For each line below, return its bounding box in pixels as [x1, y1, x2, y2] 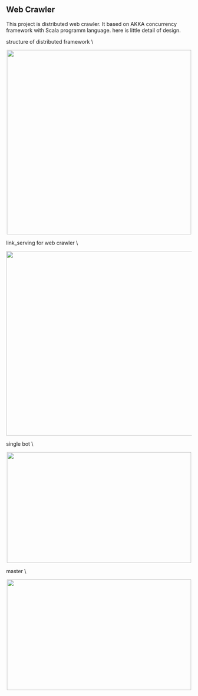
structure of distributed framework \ [6, 38, 93, 45]
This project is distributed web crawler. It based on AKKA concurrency [6, 20, 177, 27]
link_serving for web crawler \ [6, 239, 78, 246]
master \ [6, 567, 27, 574]
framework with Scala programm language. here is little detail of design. [6, 27, 181, 34]
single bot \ [6, 440, 34, 447]
